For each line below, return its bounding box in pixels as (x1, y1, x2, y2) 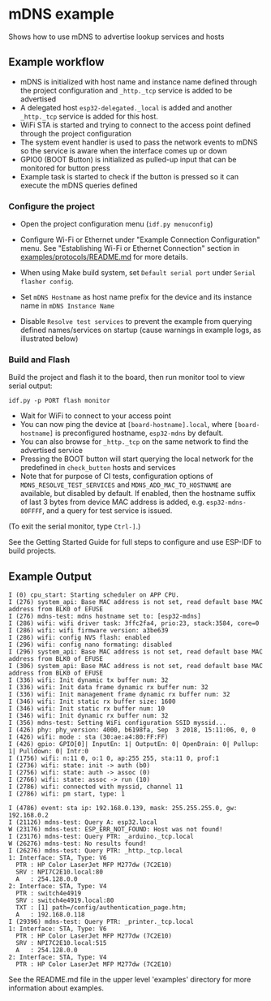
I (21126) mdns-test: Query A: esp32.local (8, 818, 158, 826)
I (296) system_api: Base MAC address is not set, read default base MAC (8, 648, 264, 656)
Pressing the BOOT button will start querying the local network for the (19, 454, 254, 464)
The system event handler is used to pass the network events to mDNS (19, 137, 258, 147)
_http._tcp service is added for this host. (19, 111, 158, 121)
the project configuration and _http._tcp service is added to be (19, 85, 233, 95)
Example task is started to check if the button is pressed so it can (19, 171, 239, 181)
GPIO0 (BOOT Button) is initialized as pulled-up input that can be (19, 154, 237, 164)
